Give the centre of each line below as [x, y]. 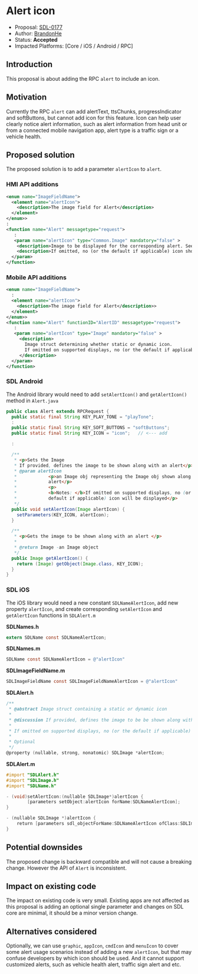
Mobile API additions [36, 277]
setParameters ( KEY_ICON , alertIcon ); [63, 515]
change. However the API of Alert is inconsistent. [66, 868]
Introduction [29, 65]
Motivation [27, 98]
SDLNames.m [23, 649]
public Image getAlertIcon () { [50, 558]
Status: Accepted [36, 39]
